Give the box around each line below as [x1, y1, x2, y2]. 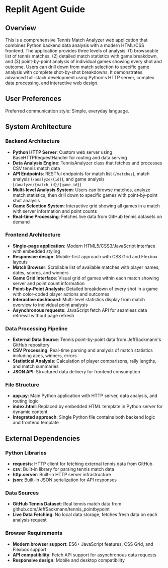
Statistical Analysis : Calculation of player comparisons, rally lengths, [12, 358, 157, 364]
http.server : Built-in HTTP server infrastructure [12, 472, 112, 478]
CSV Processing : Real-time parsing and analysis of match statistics [12, 347, 153, 354]
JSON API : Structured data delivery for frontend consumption [12, 369, 140, 375]
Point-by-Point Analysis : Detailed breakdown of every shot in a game [12, 286, 158, 292]
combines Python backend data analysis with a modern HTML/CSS [5, 42, 144, 48]
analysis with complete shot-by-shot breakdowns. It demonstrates [5, 69, 143, 75]
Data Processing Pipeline [5, 325, 68, 332]
